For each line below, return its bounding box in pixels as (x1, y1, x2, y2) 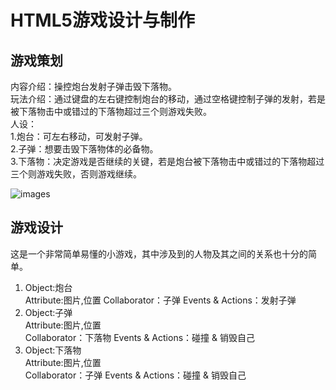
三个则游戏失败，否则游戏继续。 (10, 168, 142, 180)
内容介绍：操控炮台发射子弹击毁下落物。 (10, 81, 177, 92)
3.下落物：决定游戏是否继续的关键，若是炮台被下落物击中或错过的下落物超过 (10, 156, 325, 167)
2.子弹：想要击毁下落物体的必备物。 (10, 143, 159, 155)
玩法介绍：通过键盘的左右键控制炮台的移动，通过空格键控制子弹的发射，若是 (10, 93, 326, 105)
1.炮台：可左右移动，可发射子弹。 (10, 131, 148, 142)
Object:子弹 (24, 306, 73, 318)
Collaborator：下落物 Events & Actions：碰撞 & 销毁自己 (24, 331, 255, 343)
